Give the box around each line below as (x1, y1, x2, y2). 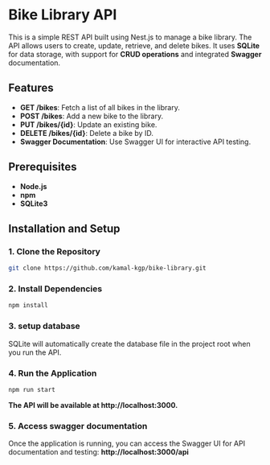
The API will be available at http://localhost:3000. (8, 400, 178, 409)
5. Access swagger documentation (8, 420, 148, 431)
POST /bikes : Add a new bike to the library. (19, 111, 163, 121)
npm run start (8, 385, 56, 393)
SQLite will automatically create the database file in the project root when (8, 339, 251, 348)
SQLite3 (19, 199, 48, 208)
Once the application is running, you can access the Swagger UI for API (8, 438, 246, 448)
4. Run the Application (8, 368, 97, 379)
